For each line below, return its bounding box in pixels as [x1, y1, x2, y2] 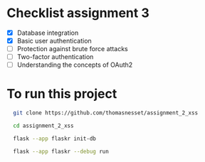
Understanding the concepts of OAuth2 [16, 60, 133, 69]
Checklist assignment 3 [6, 5, 150, 21]
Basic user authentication [16, 37, 92, 45]
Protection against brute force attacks [16, 45, 129, 53]
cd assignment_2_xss [13, 122, 74, 129]
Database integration [16, 28, 79, 37]
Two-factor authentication [16, 53, 94, 61]
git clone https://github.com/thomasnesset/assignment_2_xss [13, 109, 199, 117]
